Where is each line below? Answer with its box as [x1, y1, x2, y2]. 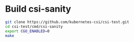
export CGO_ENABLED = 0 [5, 28, 50, 34]
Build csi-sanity [5, 3, 71, 15]
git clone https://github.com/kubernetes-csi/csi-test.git [5, 20, 130, 24]
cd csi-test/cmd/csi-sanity [5, 24, 63, 29]
